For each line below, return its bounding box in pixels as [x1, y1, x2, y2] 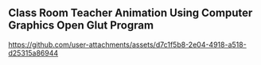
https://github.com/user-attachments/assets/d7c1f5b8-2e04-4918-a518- [8, 40, 247, 49]
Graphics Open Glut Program [8, 19, 154, 32]
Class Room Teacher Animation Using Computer [8, 6, 253, 20]
